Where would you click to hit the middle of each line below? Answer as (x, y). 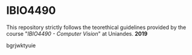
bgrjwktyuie (21, 45)
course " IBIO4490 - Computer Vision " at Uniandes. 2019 (77, 33)
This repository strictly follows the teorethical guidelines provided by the (96, 27)
